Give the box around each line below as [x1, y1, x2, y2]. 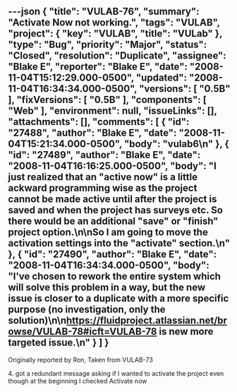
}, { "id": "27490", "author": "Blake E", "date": [8, 249, 217, 261]
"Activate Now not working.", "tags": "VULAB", [8, 17, 221, 29]
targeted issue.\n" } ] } [8, 337, 109, 349]
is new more [159, 326, 214, 338]
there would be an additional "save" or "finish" [8, 215, 219, 227]
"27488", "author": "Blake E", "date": [8, 127, 177, 139]
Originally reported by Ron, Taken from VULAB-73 [8, 355, 154, 364]
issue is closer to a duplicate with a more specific [8, 292, 229, 304]
